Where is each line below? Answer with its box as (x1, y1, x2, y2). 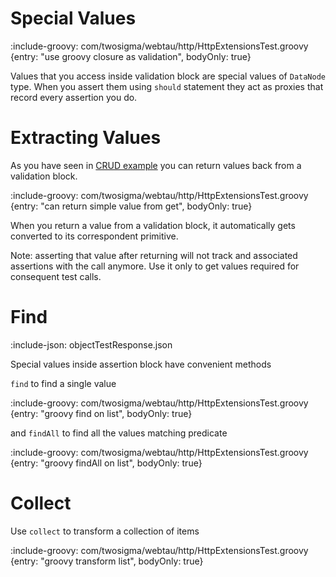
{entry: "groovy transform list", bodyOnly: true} (10, 555, 204, 567)
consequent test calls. (10, 270, 102, 282)
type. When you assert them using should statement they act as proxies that (10, 80, 324, 92)
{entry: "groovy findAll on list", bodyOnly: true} (10, 457, 203, 469)
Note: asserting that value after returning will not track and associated (10, 249, 298, 261)
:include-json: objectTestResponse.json (10, 338, 173, 351)
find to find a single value (10, 377, 117, 389)
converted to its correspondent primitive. (10, 230, 179, 242)
